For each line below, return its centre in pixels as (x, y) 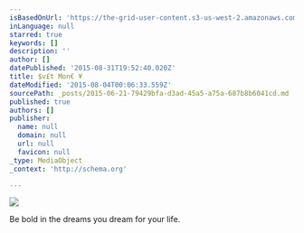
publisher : (30, 118)
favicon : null (44, 152)
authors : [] (32, 110)
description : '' (40, 51)
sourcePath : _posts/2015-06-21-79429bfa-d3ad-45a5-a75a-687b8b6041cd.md (149, 93)
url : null (36, 144)
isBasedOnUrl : (36, 18)
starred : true (36, 34)
